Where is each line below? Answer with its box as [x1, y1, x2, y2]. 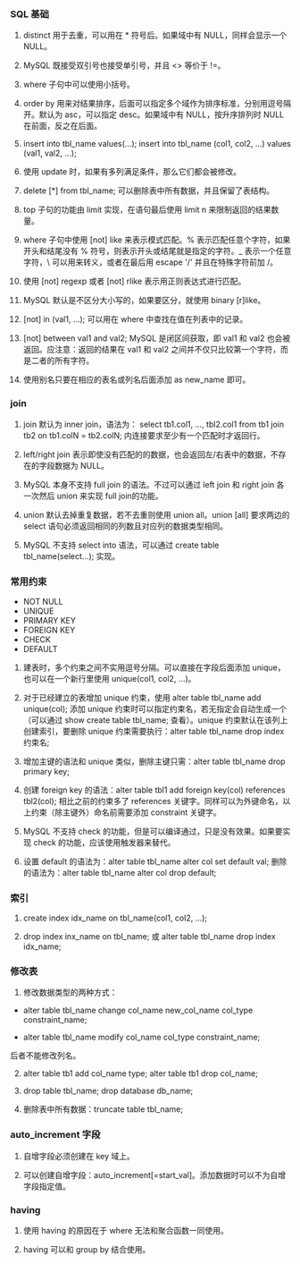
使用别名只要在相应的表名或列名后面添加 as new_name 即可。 [22, 374, 251, 386]
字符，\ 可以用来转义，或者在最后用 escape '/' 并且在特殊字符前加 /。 [22, 257, 279, 267]
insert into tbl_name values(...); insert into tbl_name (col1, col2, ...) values [22, 139, 291, 149]
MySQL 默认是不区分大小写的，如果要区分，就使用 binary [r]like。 [22, 295, 266, 306]
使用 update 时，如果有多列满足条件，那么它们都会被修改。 [22, 166, 242, 177]
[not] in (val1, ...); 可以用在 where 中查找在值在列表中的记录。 [22, 314, 248, 325]
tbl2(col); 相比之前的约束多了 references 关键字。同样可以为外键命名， [22, 795, 283, 806]
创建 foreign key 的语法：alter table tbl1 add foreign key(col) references [22, 785, 286, 795]
